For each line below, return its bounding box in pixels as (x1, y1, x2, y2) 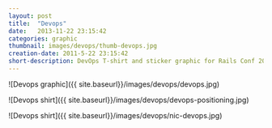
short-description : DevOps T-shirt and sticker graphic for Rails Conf (8, 58, 255, 66)
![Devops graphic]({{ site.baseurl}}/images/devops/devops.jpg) (8, 79, 220, 89)
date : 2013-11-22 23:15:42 (8, 27, 107, 35)
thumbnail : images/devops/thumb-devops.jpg (8, 42, 158, 50)
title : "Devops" (8, 19, 67, 28)
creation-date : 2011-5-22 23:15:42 (8, 49, 129, 58)
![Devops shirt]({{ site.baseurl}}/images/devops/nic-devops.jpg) (8, 110, 223, 120)
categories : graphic (8, 34, 79, 43)
